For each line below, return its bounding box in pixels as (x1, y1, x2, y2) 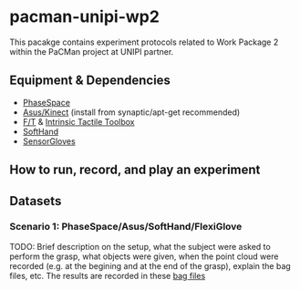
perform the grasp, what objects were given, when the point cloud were (9, 251, 279, 262)
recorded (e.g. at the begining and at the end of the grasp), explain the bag (9, 260, 292, 271)
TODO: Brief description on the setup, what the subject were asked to (9, 241, 271, 252)
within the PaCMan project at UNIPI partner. (9, 46, 174, 57)
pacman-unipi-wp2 (9, 6, 160, 27)
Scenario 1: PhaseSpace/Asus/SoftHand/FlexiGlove (9, 221, 243, 233)
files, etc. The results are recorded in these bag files (9, 270, 206, 281)
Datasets (9, 193, 62, 209)
